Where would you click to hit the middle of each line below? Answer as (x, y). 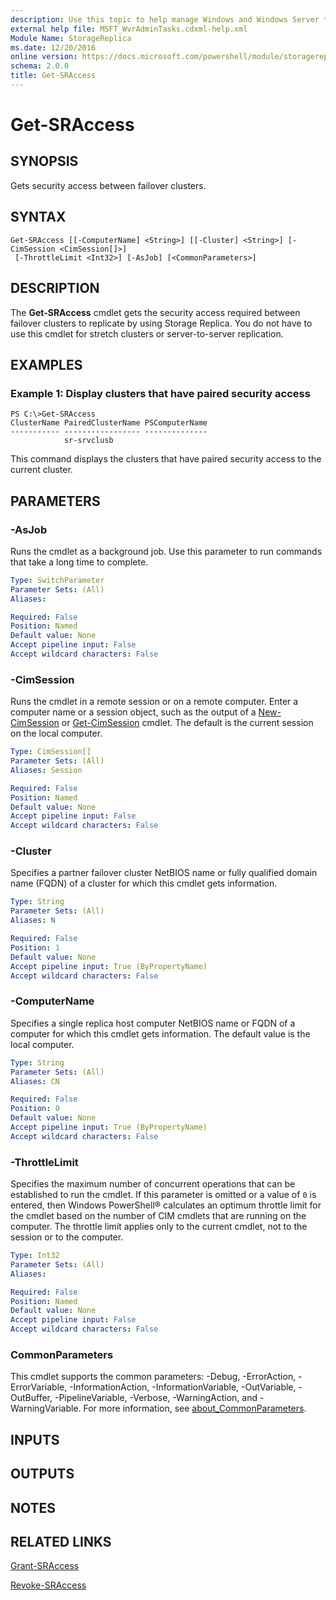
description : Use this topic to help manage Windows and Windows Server (165, 19)
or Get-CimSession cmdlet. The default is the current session (187, 723)
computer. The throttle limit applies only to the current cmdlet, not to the (159, 1227)
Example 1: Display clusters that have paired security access (160, 393)
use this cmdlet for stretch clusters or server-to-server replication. (147, 333)
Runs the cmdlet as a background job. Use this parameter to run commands (166, 551)
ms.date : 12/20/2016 (53, 47)
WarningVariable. (46, 1408)
